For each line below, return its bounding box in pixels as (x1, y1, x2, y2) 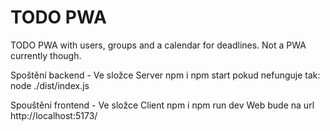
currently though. (10, 49, 82, 61)
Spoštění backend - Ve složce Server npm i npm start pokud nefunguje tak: (10, 69, 321, 81)
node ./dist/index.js (10, 79, 90, 91)
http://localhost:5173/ (10, 109, 98, 121)
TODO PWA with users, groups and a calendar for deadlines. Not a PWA (10, 39, 307, 51)
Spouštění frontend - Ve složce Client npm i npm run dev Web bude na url (10, 99, 315, 111)
